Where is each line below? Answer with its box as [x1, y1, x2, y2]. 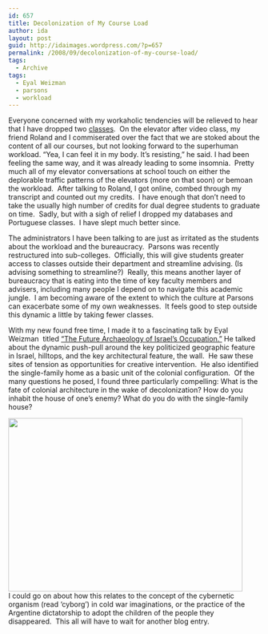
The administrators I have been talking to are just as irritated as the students [8, 233, 259, 243]
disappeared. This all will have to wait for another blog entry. [8, 616, 210, 626]
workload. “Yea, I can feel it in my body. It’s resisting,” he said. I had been [8, 150, 250, 160]
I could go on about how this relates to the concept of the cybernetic [8, 591, 234, 601]
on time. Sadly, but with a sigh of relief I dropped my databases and [8, 209, 234, 219]
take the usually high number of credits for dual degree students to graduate [8, 201, 260, 211]
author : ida [8, 26, 48, 34]
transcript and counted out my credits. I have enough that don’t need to [8, 192, 246, 202]
